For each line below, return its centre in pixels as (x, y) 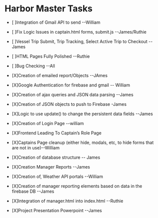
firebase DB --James (33, 191)
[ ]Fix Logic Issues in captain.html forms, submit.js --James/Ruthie (79, 32)
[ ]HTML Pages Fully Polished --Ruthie (51, 56)
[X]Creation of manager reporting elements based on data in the (77, 186)
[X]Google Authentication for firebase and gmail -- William (71, 85)
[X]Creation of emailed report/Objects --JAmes (60, 75)
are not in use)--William (36, 148)
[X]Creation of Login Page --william (48, 123)
